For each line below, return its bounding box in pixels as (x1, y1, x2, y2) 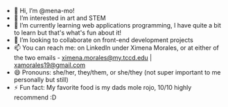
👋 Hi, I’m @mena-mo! (13, 7, 75, 14)
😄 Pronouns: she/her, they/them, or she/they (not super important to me (13, 68, 221, 76)
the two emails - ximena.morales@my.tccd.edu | (13, 54, 152, 61)
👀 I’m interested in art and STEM (13, 14, 106, 22)
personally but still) (13, 76, 69, 84)
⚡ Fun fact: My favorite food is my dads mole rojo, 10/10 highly (13, 84, 192, 91)
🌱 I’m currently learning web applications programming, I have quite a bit (13, 21, 222, 29)
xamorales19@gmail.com (13, 61, 86, 69)
